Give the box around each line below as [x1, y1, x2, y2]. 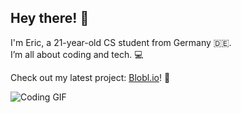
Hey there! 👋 [10, 10, 90, 27]
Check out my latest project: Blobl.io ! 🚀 [10, 71, 171, 83]
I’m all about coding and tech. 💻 [10, 48, 144, 60]
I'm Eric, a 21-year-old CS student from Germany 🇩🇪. [10, 36, 232, 48]
